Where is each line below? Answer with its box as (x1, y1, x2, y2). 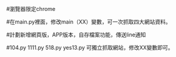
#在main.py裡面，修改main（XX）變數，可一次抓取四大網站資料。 (6, 18, 171, 25)
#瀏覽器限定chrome (6, 5, 56, 12)
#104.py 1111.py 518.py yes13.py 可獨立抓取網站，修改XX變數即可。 (6, 44, 174, 51)
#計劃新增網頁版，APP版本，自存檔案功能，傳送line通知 (6, 31, 146, 38)
